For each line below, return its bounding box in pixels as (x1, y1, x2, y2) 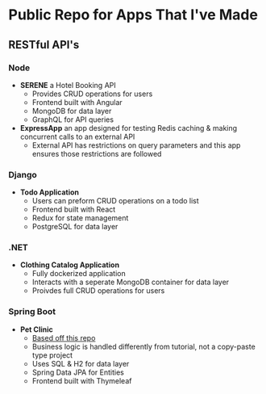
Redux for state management (31, 213, 129, 223)
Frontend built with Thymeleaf (31, 375, 132, 385)
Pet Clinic (19, 325, 54, 334)
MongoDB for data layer (31, 106, 112, 115)
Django (8, 169, 38, 180)
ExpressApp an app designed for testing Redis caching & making (19, 123, 238, 132)
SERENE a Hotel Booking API (19, 80, 116, 90)
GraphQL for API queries (31, 115, 114, 124)
